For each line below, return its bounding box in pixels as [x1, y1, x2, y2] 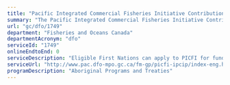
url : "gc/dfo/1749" [7, 23, 63, 29]
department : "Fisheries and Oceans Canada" [7, 29, 133, 36]
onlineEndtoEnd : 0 [7, 49, 60, 56]
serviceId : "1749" [7, 42, 60, 49]
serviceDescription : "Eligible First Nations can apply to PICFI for [7, 55, 210, 62]
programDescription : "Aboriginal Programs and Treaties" [7, 67, 173, 74]
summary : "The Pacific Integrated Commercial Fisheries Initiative [7, 16, 204, 23]
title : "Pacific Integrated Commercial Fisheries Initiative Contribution [7, 10, 225, 17]
